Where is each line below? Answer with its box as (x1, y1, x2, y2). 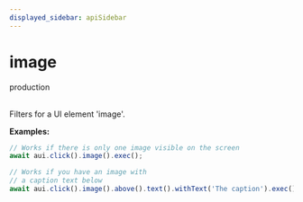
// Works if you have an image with (9, 168, 147, 177)
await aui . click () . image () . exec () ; (9, 152, 143, 161)
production (9, 82, 50, 92)
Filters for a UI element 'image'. (9, 109, 126, 119)
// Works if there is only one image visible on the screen (9, 143, 241, 153)
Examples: (9, 126, 50, 136)
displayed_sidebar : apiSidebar (9, 13, 127, 22)
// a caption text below (9, 176, 103, 185)
